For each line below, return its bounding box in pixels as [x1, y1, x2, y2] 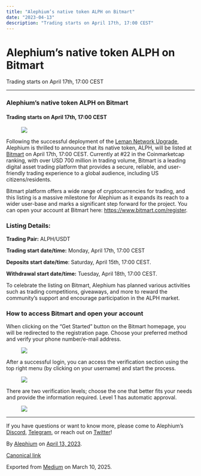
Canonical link [6, 452, 41, 459]
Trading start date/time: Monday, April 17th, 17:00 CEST [6, 246, 145, 254]
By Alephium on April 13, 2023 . [6, 440, 83, 447]
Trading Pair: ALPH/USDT [6, 235, 71, 242]
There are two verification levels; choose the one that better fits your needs [6, 387, 193, 395]
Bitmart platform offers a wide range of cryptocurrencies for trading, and [6, 188, 185, 195]
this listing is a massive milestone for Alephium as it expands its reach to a [6, 194, 189, 201]
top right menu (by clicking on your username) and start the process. [6, 365, 176, 372]
